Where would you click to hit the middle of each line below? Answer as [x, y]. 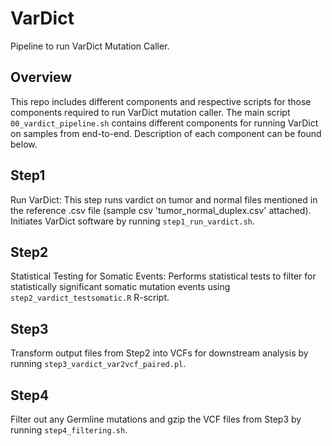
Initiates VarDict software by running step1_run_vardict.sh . [132, 221]
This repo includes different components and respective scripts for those [161, 101]
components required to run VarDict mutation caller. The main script [150, 112]
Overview [41, 77]
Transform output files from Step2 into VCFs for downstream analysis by [159, 353]
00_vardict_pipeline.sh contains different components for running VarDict [164, 123]
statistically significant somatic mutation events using [120, 287]
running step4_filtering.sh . [69, 430]
